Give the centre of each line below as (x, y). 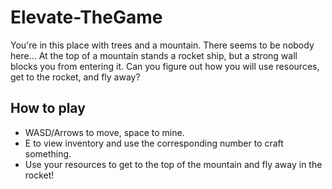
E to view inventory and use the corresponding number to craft (154, 143)
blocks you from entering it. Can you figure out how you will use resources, (165, 66)
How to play (48, 108)
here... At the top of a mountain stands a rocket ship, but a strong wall (154, 55)
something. (48, 153)
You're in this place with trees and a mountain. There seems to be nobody (162, 45)
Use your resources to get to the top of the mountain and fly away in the (173, 164)
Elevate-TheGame (86, 17)
